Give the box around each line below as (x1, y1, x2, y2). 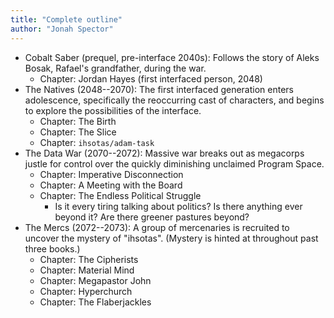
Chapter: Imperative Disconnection (39, 168, 184, 180)
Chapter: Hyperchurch (39, 285, 133, 297)
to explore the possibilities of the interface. (24, 104, 202, 116)
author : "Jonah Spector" (10, 24, 114, 34)
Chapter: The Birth (39, 115, 117, 127)
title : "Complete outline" (10, 14, 123, 25)
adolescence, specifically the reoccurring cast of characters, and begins (24, 94, 325, 106)
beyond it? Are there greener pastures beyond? (54, 211, 250, 223)
